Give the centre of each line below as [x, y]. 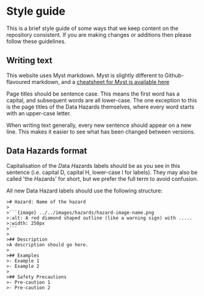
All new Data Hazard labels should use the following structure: [85, 191]
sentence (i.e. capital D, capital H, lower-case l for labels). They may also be [102, 172]
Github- [174, 75]
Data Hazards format [47, 151]
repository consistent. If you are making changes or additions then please [99, 34]
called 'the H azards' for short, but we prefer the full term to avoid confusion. [102, 178]
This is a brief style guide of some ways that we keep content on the [93, 28]
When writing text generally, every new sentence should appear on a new [99, 125]
